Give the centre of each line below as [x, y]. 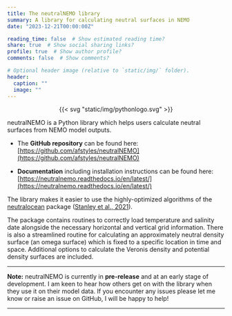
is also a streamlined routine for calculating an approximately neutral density [116, 235]
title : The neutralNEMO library [54, 13]
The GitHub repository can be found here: [78, 144]
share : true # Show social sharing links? [71, 46]
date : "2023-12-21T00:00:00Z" [51, 26]
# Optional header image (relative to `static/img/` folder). [98, 70]
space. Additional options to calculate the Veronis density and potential [108, 250]
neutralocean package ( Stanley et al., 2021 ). [70, 207]
